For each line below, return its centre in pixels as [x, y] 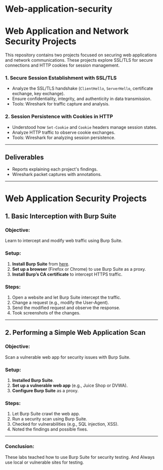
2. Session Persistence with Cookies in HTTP [59, 117]
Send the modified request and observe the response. [66, 308]
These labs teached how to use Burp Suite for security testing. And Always [80, 457]
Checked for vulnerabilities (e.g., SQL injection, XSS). [65, 424]
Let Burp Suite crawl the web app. [46, 414]
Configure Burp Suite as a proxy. [45, 390]
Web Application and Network [67, 31]
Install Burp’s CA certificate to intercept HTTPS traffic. [67, 274]
